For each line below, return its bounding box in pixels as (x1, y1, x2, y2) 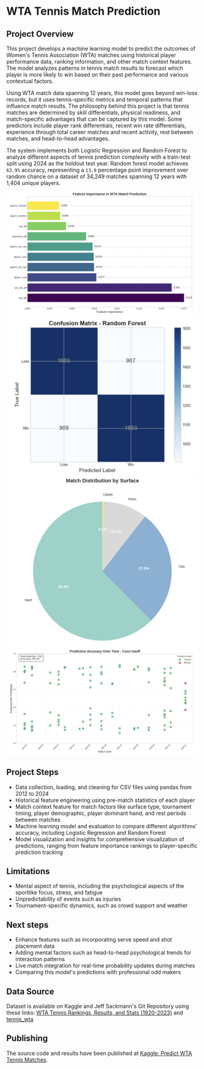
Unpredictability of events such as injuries (15, 896, 122, 903)
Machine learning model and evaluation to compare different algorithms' (15, 822, 197, 829)
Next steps (6, 920, 49, 930)
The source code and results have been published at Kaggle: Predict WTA (6, 1049, 192, 1057)
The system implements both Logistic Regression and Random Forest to (6, 147, 188, 154)
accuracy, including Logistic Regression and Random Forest (15, 829, 166, 836)
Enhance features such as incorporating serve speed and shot (15, 936, 172, 943)
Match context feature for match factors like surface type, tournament (15, 803, 192, 810)
